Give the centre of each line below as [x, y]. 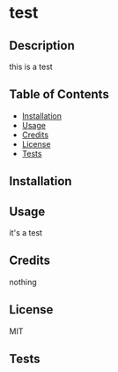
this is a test [31, 66]
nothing [23, 282]
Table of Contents [59, 94]
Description [42, 46]
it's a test [26, 233]
